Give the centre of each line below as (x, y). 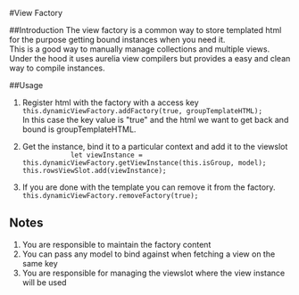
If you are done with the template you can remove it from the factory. (149, 187)
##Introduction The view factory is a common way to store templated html (145, 30)
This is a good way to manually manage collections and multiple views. (140, 49)
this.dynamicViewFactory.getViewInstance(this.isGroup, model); (144, 163)
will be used (44, 282)
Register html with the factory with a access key (110, 102)
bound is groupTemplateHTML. (79, 129)
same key (40, 263)
